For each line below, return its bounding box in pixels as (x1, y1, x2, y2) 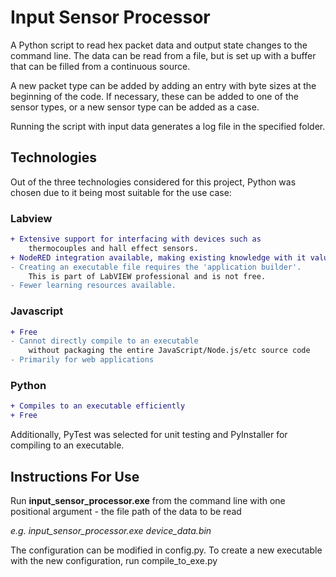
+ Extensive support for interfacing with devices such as (10, 234, 262, 245)
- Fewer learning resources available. (10, 281, 177, 291)
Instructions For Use (10, 468, 140, 485)
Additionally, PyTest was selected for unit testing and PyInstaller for (10, 429, 288, 441)
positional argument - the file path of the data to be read (10, 505, 242, 517)
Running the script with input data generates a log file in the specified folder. (10, 120, 326, 132)
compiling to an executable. (10, 439, 125, 451)
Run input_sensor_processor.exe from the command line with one (10, 494, 286, 506)
